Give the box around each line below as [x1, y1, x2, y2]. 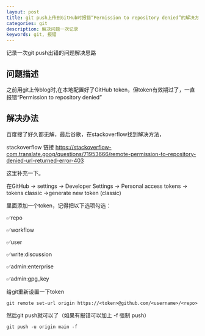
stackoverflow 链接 [6, 143, 54, 151]
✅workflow [6, 226, 35, 234]
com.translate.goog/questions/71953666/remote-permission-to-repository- [6, 150, 196, 157]
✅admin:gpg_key [6, 275, 49, 282]
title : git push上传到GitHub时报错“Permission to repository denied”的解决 [6, 15, 195, 21]
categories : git [6, 20, 48, 26]
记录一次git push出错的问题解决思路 [6, 49, 96, 57]
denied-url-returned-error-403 [6, 157, 84, 164]
